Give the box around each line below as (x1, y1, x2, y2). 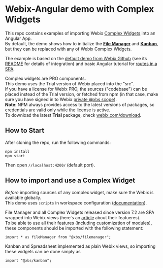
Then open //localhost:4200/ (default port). (5, 162, 95, 168)
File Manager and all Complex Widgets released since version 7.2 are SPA (5, 209, 155, 215)
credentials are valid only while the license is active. (5, 107, 111, 113)
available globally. (5, 195, 42, 201)
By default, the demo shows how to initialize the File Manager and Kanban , (5, 40, 159, 46)
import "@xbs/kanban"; (5, 258, 52, 263)
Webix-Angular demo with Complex (5, 3, 154, 15)
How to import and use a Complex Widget (5, 176, 135, 185)
